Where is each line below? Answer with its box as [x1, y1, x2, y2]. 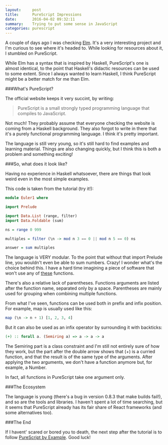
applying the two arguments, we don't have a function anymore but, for [5, 359, 152, 365]
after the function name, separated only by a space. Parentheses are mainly [5, 285, 162, 291]
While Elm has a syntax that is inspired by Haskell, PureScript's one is [5, 60, 149, 66]
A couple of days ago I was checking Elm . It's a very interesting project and [5, 40, 161, 46]
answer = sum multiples [5, 245, 55, 251]
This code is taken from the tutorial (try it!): [5, 186, 94, 192]
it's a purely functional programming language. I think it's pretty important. [5, 131, 159, 137]
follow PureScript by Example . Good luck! [5, 434, 91, 440]
